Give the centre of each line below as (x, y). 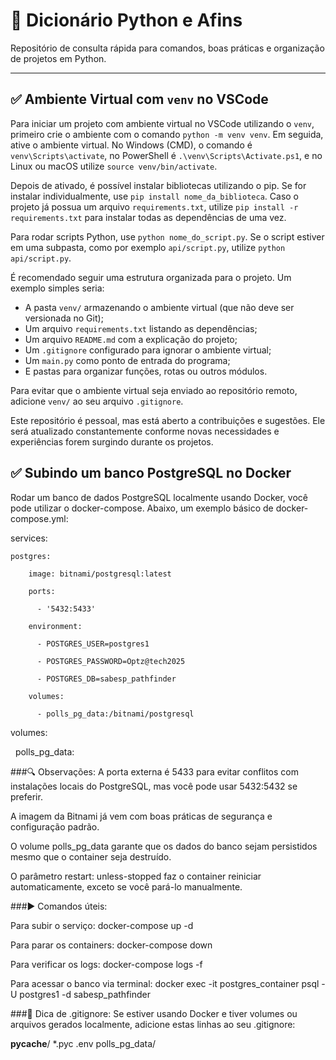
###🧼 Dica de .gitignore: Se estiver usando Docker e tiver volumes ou (154, 1013)
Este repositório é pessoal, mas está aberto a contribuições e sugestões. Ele (168, 420)
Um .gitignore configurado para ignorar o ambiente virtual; (148, 350)
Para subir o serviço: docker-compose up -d (102, 925)
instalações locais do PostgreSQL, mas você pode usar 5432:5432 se (154, 786)
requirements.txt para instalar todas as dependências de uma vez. (148, 217)
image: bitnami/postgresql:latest (100, 574)
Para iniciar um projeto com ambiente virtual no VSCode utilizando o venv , (162, 123)
